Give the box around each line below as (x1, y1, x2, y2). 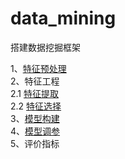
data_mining (10, 7, 117, 30)
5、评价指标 (10, 137, 60, 149)
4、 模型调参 (10, 125, 61, 137)
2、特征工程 (10, 75, 60, 87)
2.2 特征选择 (10, 100, 62, 112)
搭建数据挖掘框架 (10, 41, 81, 53)
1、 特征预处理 (10, 62, 67, 74)
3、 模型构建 (10, 112, 60, 124)
